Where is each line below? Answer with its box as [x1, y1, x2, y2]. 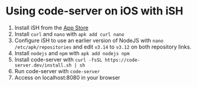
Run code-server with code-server [14, 67, 100, 74]
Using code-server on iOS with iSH [5, 4, 184, 18]
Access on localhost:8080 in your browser [14, 74, 120, 81]
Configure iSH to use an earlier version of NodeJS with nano [14, 37, 164, 44]
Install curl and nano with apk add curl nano [14, 30, 124, 37]
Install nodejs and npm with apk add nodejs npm [14, 49, 130, 56]
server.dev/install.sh [14, 62, 72, 68]
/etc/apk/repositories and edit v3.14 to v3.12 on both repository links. [14, 43, 192, 50]
